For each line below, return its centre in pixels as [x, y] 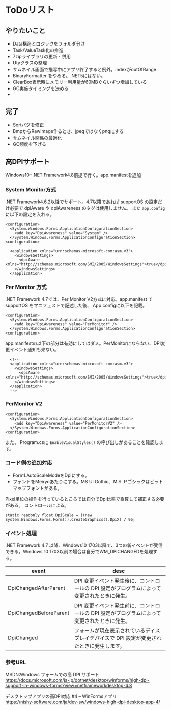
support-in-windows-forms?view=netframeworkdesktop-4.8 [69, 686]
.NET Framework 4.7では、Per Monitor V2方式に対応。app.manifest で [79, 299]
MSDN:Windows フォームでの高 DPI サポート [52, 675]
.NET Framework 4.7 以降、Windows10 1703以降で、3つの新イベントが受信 [84, 545]
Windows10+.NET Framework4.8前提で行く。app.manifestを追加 [73, 175]
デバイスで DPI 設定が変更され [125, 638]
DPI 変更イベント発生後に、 [107, 581]
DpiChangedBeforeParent [39, 613]
